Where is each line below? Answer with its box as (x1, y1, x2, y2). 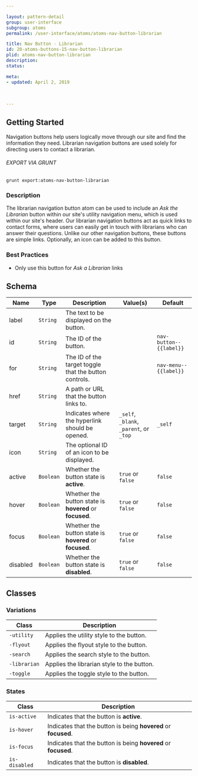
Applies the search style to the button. (45, 651, 150, 659)
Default (162, 299, 184, 307)
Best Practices (6, 251, 49, 259)
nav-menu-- (157, 362, 187, 369)
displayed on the (65, 316, 112, 324)
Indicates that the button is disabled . (47, 758, 149, 767)
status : (6, 63, 25, 69)
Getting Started (6, 118, 64, 128)
